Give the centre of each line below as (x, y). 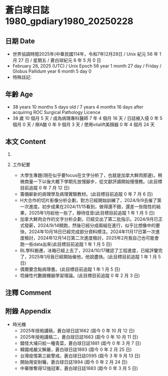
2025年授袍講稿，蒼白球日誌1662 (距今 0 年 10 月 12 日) (77, 330)
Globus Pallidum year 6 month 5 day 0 (52, 71)
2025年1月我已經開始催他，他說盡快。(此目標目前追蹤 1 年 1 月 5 (95, 257)
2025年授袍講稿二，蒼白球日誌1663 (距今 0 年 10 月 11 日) (79, 337)
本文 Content (26, 142)
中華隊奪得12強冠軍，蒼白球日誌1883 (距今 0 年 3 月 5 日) (79, 368)
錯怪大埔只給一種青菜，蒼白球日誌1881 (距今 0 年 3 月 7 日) (80, 343)
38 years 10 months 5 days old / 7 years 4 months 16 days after (78, 107)
